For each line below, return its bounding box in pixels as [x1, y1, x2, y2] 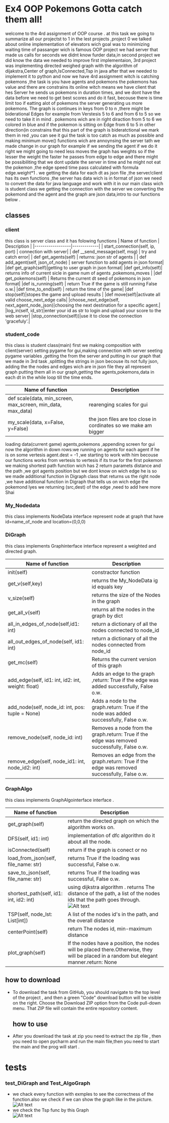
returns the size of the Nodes [91, 591, 161, 598]
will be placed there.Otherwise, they [67, 946, 153, 953]
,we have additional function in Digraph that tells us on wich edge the [5, 479, 148, 485]
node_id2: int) [8, 764, 41, 771]
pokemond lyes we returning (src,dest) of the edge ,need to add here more [5, 484, 161, 490]
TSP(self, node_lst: [8, 911, 53, 918]
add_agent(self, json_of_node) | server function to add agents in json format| [5, 259, 164, 265]
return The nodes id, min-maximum [67, 925, 152, 932]
